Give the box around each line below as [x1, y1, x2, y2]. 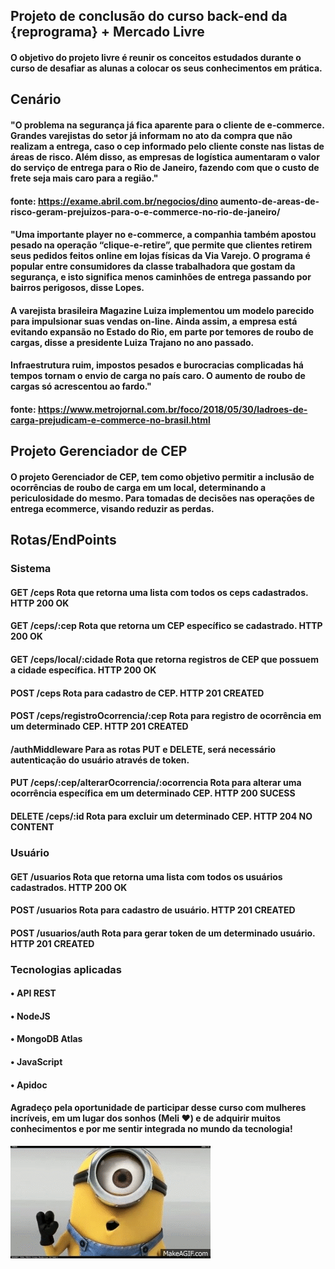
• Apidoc [10, 1079, 48, 1091]
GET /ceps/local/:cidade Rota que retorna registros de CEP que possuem [10, 654, 319, 666]
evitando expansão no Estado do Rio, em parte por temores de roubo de [10, 325, 314, 338]
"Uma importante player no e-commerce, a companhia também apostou [10, 229, 317, 241]
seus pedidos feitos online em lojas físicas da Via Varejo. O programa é [10, 250, 311, 262]
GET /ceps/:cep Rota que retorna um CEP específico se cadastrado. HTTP [10, 620, 323, 632]
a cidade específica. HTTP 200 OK [10, 664, 157, 676]
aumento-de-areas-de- [219, 195, 320, 207]
